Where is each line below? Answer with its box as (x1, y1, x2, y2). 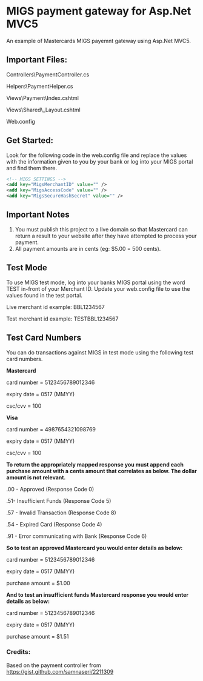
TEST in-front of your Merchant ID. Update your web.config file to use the (6, 285, 190, 292)
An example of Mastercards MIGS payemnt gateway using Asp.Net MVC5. (6, 37, 191, 44)
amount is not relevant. (6, 474, 66, 481)
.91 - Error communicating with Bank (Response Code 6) (6, 532, 147, 540)
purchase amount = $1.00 (6, 579, 71, 586)
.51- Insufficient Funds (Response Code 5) (6, 497, 111, 504)
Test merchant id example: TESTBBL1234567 (6, 315, 119, 322)
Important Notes (6, 210, 70, 220)
